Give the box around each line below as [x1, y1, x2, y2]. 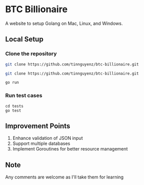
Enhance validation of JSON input [12, 135, 83, 141]
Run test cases [5, 92, 42, 99]
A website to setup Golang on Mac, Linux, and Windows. [5, 20, 123, 26]
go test [5, 108, 22, 113]
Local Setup [5, 35, 44, 44]
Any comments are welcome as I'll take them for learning [5, 174, 124, 180]
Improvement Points [5, 122, 71, 130]
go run [5, 80, 19, 85]
